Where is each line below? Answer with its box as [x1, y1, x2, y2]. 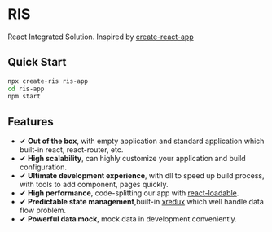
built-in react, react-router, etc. [19, 145, 124, 155]
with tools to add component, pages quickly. [19, 180, 169, 190]
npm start [7, 92, 42, 100]
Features [7, 115, 54, 129]
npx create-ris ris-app [7, 77, 89, 85]
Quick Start [7, 55, 67, 69]
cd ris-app [7, 85, 45, 93]
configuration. [19, 162, 67, 172]
